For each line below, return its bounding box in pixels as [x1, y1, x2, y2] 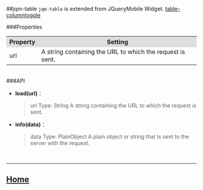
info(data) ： [14, 121, 47, 128]
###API [6, 77, 25, 84]
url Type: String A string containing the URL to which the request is [30, 102, 196, 109]
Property [9, 38, 36, 46]
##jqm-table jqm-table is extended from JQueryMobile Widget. [6, 5, 164, 12]
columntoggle [6, 12, 41, 19]
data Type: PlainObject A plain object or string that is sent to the [30, 133, 189, 140]
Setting [106, 38, 129, 46]
